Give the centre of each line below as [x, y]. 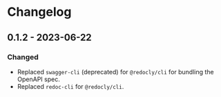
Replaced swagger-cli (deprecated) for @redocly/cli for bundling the [115, 72]
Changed [23, 57]
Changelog [39, 12]
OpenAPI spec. [38, 79]
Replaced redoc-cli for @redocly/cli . [70, 86]
